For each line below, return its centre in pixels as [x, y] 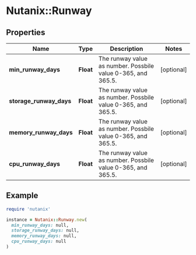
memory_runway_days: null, [44, 236]
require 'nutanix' [28, 209]
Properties [26, 32]
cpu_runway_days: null [39, 242]
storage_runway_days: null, [45, 230]
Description [127, 49]
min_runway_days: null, [40, 225]
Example [22, 196]
